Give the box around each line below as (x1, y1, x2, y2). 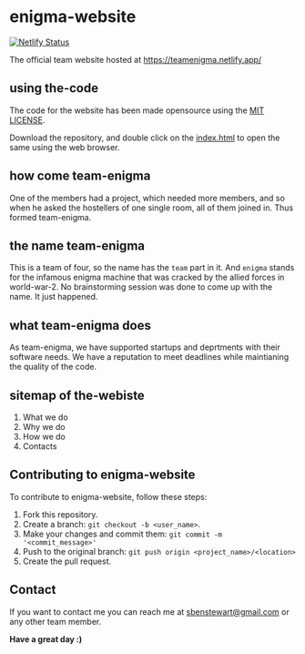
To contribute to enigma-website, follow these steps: (9, 491, 208, 502)
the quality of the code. (9, 362, 97, 373)
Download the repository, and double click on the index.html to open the (9, 132, 280, 143)
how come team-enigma (9, 169, 151, 184)
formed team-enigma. (9, 211, 92, 222)
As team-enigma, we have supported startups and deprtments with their (9, 342, 280, 353)
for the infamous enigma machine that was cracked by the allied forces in (9, 271, 285, 283)
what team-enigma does (9, 317, 152, 333)
